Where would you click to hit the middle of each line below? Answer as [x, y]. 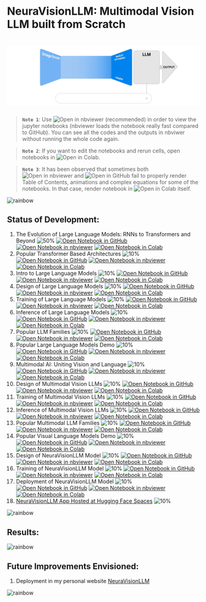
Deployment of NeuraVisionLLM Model [65, 481]
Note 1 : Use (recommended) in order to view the [109, 119]
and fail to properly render [130, 175]
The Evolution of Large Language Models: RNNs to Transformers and [103, 235]
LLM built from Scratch [67, 24]
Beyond [25, 241]
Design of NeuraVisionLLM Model [58, 456]
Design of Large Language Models [59, 287]
